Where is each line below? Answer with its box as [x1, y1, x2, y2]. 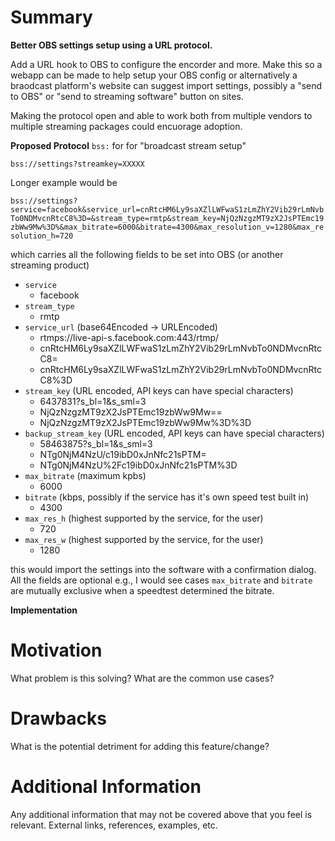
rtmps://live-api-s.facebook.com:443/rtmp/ [39, 331, 220, 343]
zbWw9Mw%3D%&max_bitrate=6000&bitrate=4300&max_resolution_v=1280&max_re [10, 222, 325, 232]
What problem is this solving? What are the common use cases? [10, 672, 275, 684]
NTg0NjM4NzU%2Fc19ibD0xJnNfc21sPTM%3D [39, 459, 238, 471]
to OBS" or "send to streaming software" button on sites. [10, 90, 244, 102]
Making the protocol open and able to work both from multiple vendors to [10, 109, 313, 121]
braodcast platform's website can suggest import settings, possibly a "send [10, 79, 323, 91]
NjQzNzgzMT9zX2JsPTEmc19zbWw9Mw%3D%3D [39, 416, 252, 428]
